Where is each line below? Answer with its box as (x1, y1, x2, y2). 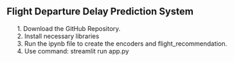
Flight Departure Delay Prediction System (6, 6, 194, 18)
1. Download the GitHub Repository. (16, 24, 121, 32)
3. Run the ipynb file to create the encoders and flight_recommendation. (16, 39, 228, 48)
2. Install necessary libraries (16, 32, 100, 40)
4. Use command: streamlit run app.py (16, 46, 129, 55)
